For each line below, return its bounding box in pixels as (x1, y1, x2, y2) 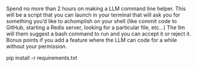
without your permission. (6, 43, 67, 50)
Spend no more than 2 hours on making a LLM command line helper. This (6, 5, 186, 12)
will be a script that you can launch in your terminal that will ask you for (6, 11, 180, 18)
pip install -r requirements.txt (6, 55, 77, 61)
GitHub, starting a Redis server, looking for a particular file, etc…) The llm (6, 24, 186, 31)
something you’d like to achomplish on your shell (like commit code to (6, 18, 177, 24)
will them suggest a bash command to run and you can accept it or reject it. (6, 30, 192, 37)
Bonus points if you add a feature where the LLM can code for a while (6, 37, 177, 43)
